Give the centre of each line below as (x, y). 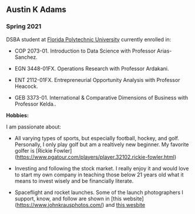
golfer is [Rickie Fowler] (43, 150)
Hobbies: (18, 115)
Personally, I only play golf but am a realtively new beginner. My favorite (102, 144)
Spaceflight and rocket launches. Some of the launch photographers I (99, 192)
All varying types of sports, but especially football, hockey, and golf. (97, 138)
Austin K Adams (36, 10)
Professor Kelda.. (36, 104)
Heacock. (26, 86)
